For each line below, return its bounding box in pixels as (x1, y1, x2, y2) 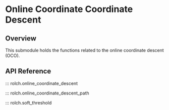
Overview (5, 34, 37, 42)
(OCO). (5, 52, 20, 58)
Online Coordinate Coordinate (5, 3, 133, 15)
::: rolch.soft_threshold (5, 99, 52, 105)
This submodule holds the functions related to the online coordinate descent (5, 47, 164, 53)
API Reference (5, 67, 51, 75)
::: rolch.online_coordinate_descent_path (5, 90, 89, 96)
